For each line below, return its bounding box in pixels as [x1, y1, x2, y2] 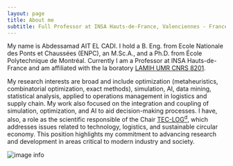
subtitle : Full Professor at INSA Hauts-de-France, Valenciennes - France [7, 23, 228, 30]
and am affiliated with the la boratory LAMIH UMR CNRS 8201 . [28, 64, 206, 73]
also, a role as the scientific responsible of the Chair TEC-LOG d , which [7, 114, 208, 124]
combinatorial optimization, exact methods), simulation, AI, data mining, [7, 84, 212, 93]
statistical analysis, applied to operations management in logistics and [7, 92, 207, 100]
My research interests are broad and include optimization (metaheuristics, [7, 77, 218, 86]
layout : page [7, 10, 45, 17]
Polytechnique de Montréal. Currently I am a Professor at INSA [7, 57, 186, 65]
